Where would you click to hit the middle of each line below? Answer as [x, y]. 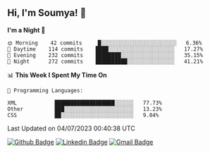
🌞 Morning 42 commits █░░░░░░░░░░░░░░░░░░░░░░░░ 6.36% [105, 43]
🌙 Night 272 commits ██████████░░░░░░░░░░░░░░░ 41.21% [105, 61]
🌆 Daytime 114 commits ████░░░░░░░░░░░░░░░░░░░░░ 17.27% [105, 49]
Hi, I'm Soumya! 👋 [47, 13]
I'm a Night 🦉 [26, 30]
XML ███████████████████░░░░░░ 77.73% [85, 103]
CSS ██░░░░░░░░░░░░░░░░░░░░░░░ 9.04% [83, 115]
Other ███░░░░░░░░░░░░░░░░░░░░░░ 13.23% [85, 109]
